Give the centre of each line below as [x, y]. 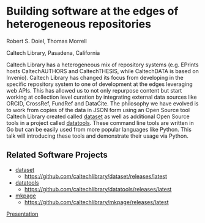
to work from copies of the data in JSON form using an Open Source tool [98, 110]
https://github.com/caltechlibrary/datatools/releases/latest [98, 189]
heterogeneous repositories [79, 24]
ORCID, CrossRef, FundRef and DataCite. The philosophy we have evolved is [102, 103]
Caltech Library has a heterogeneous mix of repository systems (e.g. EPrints [102, 65]
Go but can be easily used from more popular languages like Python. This [99, 129]
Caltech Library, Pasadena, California [53, 52]
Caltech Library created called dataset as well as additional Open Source [98, 116]
